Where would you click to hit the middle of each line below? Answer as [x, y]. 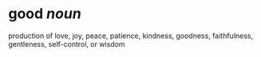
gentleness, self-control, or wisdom [67, 44]
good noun [45, 14]
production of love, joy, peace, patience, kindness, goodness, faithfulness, [131, 36]
